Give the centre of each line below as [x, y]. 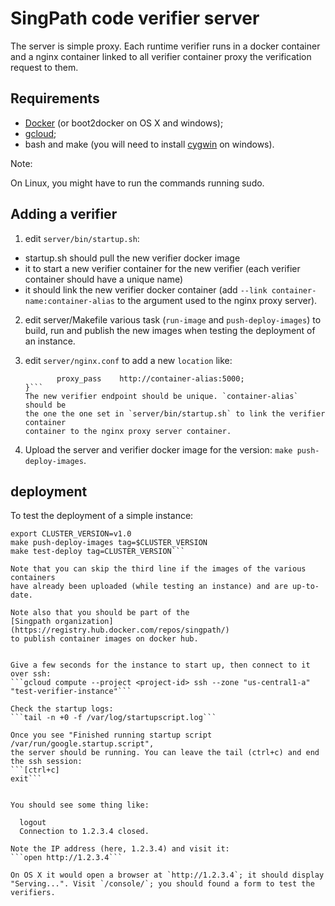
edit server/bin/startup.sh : [82, 238]
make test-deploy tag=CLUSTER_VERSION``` [98, 552]
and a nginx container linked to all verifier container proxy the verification [161, 56]
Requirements [55, 98]
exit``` [26, 779]
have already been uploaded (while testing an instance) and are [149, 587]
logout [33, 823]
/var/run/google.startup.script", [82, 744]
